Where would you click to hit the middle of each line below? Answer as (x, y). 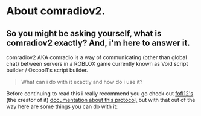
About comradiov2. (56, 11)
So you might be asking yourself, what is (84, 34)
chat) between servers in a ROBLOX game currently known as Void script (97, 64)
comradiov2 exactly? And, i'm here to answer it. (98, 43)
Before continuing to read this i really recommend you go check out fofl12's (100, 94)
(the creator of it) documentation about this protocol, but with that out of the (101, 100)
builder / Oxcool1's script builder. (47, 70)
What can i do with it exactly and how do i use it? (82, 82)
